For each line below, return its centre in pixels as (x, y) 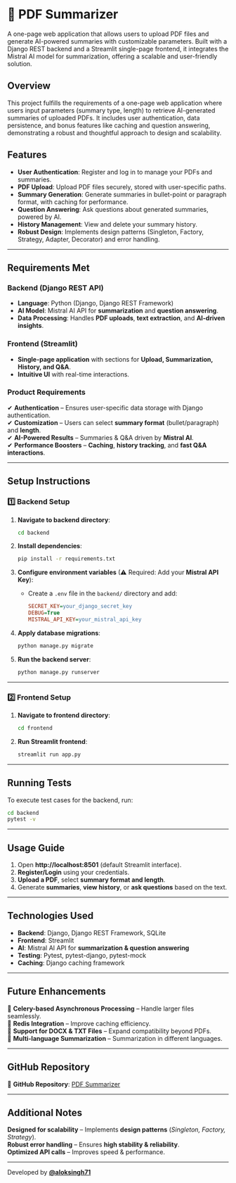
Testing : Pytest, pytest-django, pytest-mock (81, 955)
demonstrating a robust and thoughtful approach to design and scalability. (114, 132)
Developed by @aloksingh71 (49, 1172)
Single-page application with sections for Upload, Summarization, (115, 359)
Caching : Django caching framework (71, 963)
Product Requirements (47, 392)
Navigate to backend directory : (64, 519)
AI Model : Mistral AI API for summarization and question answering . (118, 311)
